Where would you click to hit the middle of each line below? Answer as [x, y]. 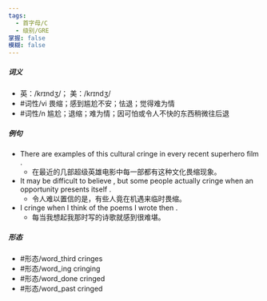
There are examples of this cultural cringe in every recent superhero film [139, 154]
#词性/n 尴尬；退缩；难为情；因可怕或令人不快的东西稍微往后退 [124, 113]
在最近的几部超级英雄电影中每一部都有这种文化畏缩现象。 [126, 172]
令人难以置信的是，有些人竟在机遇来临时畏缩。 [109, 199]
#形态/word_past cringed [61, 289]
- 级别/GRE [32, 30]
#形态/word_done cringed [62, 279]
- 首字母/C [32, 23]
